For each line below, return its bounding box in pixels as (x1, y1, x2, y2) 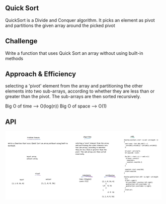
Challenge (5, 37, 38, 45)
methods (5, 55, 23, 61)
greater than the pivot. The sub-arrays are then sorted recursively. (5, 94, 141, 100)
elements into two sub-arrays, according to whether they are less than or (5, 88, 155, 94)
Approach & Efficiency (5, 70, 76, 79)
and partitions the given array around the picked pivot (5, 22, 115, 28)
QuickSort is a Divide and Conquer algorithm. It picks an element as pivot (5, 17, 155, 23)
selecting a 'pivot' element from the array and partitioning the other (5, 83, 143, 89)
